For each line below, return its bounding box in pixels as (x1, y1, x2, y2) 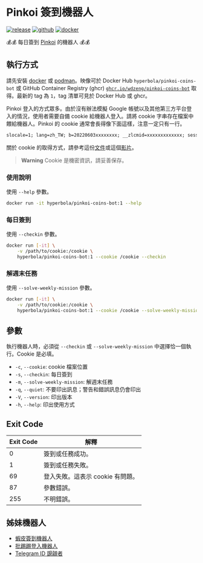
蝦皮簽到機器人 (14, 535, 53, 542)
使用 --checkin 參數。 (6, 230, 60, 238)
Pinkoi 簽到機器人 (6, 5, 94, 19)
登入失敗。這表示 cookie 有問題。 (43, 472, 139, 481)
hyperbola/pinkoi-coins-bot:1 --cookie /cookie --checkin (17, 253, 166, 260)
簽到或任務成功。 (43, 450, 92, 458)
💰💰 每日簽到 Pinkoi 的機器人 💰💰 (6, 38, 91, 45)
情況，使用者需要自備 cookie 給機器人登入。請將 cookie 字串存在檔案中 (16, 112, 194, 120)
